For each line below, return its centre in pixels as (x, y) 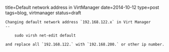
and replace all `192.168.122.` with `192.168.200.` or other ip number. (85, 44)
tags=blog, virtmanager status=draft (43, 13)
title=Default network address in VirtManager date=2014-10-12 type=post (82, 7)
